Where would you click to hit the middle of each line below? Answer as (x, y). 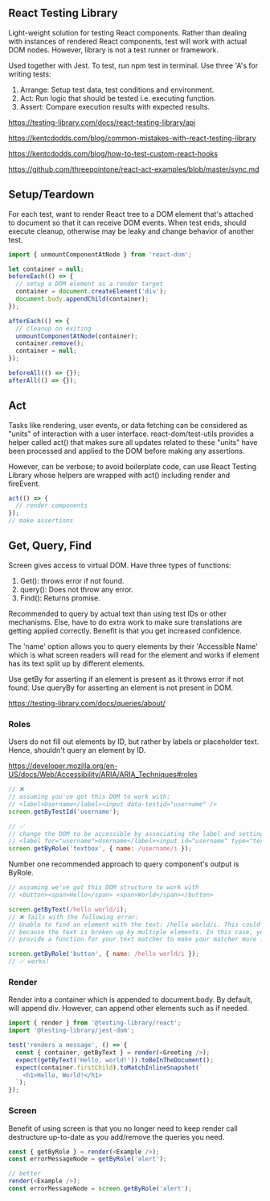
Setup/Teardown (51, 195)
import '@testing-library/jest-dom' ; (72, 1031)
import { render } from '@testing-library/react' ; (95, 1023)
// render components (52, 506)
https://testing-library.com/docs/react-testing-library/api (102, 122)
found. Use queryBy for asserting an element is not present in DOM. (121, 688)
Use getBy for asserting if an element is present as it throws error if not (126, 679)
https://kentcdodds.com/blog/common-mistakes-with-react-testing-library (133, 138)
